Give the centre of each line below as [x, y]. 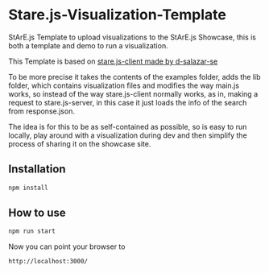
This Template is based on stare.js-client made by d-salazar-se [113, 61]
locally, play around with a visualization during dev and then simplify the [128, 135]
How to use [37, 213]
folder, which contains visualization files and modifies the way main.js [124, 85]
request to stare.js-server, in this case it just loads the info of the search [128, 102]
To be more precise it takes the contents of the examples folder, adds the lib [134, 77]
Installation [37, 170]
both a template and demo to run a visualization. [88, 45]
